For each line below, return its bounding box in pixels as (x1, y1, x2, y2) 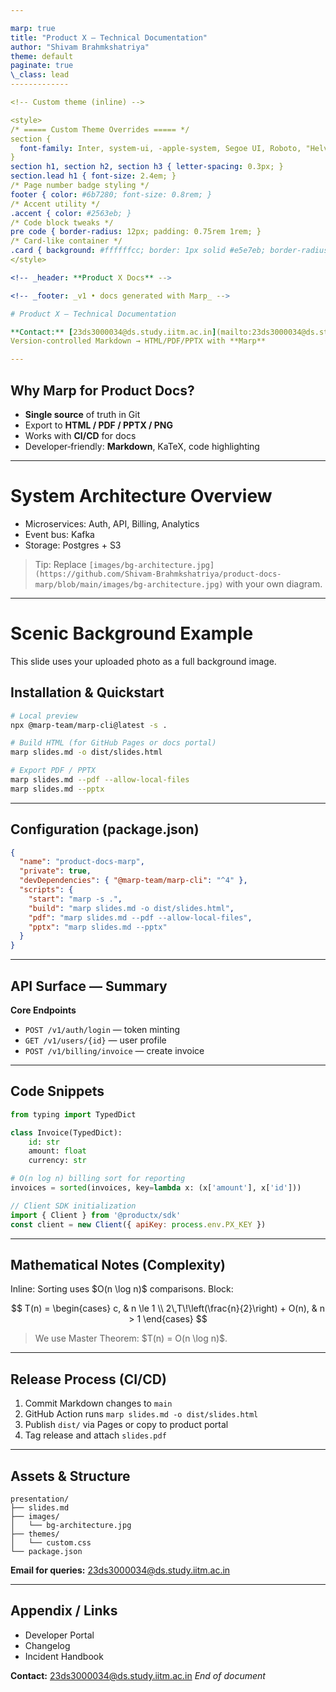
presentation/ (10, 1494, 70, 1504)
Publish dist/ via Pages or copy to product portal (24, 1419, 229, 1431)
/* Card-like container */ (10, 236, 123, 246)
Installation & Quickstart (10, 684, 165, 701)
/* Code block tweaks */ (10, 217, 114, 228)
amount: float (28, 1146, 87, 1156)
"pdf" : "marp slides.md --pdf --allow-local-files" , (28, 912, 253, 923)
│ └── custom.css (10, 1538, 92, 1548)
